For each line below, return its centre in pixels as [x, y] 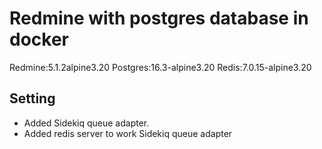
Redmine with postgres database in [159, 18]
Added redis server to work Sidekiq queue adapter [128, 133]
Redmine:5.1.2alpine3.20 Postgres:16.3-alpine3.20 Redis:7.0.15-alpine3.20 [160, 67]
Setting [32, 98]
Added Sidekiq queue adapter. [86, 123]
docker [39, 39]
